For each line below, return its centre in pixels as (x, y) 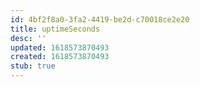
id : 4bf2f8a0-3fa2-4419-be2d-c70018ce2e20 (100, 19)
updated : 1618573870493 (60, 47)
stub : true (33, 66)
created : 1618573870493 (60, 57)
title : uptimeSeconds (55, 29)
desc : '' (28, 38)
